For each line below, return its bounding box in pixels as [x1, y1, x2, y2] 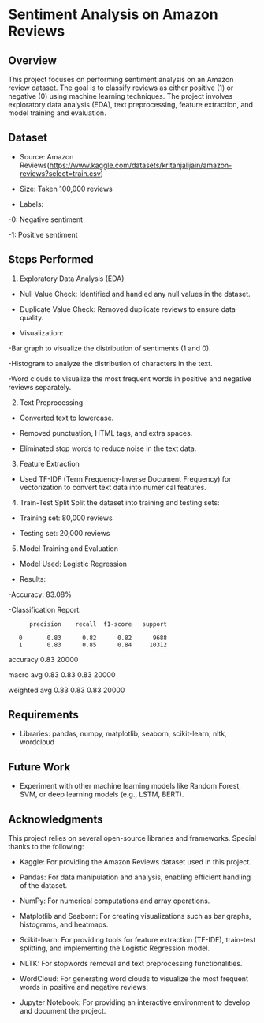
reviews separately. [8, 382, 72, 392]
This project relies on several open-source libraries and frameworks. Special [8, 834, 257, 843]
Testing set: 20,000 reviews [19, 528, 110, 538]
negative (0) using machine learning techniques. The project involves [8, 92, 233, 100]
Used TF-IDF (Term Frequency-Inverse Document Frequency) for [19, 474, 232, 483]
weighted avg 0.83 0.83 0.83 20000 [8, 685, 125, 695]
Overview [8, 54, 58, 67]
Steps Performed [8, 253, 95, 266]
